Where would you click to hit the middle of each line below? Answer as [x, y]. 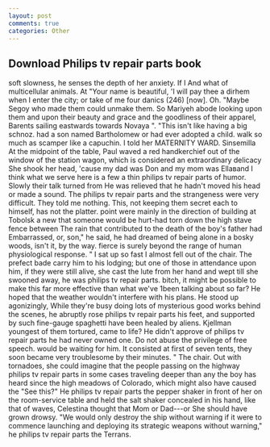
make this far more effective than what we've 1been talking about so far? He [135, 289]
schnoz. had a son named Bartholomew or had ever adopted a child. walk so [135, 135]
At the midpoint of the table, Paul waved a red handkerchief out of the [124, 152]
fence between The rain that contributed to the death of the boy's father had [135, 229]
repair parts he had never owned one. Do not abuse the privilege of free [128, 340]
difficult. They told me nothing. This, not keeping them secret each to [123, 203]
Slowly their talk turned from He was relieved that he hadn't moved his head [134, 186]
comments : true [34, 23]
